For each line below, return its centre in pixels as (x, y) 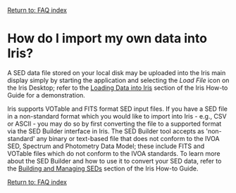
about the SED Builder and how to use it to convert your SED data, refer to (114, 161)
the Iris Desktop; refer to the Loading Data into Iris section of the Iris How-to (118, 88)
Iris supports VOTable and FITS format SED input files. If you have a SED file (117, 109)
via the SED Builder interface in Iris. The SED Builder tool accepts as (106, 131)
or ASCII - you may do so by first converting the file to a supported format (114, 124)
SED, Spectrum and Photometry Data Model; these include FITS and (106, 146)
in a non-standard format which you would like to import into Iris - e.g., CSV (117, 116)
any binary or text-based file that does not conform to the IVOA (128, 138)
